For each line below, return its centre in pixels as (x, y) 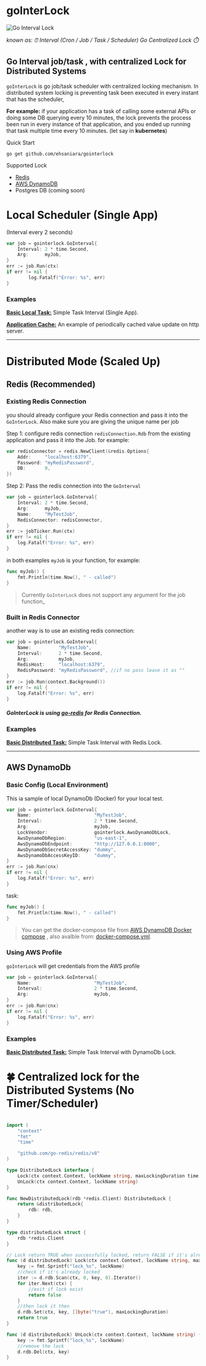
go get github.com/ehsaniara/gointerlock (60, 154)
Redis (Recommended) (51, 384)
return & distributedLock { (51, 1204)
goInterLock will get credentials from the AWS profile (73, 966)
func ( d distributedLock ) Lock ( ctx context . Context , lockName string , (98, 1261)
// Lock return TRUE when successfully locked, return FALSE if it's (97, 1255)
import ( (17, 1125)
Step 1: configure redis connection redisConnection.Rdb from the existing (99, 433)
